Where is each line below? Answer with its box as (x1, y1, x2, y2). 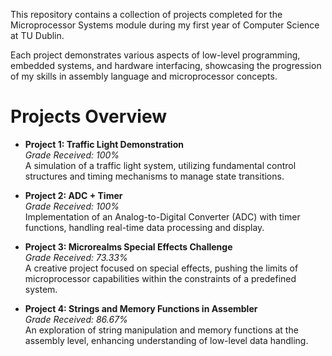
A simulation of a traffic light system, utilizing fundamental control (24, 159, 297, 171)
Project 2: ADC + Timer (24, 189, 123, 201)
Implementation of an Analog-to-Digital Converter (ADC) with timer (24, 210, 301, 223)
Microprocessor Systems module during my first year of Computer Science (10, 19, 320, 31)
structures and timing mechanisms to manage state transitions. (24, 170, 285, 182)
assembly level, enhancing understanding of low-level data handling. (24, 334, 309, 346)
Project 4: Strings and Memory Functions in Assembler (24, 302, 258, 314)
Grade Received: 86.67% (24, 313, 128, 325)
